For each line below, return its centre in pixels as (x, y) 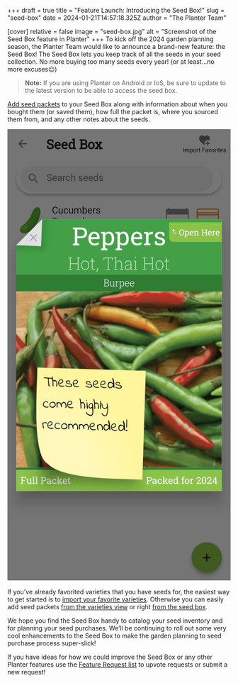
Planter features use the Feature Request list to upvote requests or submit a (118, 664)
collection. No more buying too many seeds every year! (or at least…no (111, 62)
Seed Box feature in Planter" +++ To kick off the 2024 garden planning (110, 39)
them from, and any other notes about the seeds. (79, 119)
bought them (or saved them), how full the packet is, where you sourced (113, 112)
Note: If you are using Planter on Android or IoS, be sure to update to (125, 83)
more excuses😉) (32, 69)
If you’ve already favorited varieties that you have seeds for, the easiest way (119, 592)
